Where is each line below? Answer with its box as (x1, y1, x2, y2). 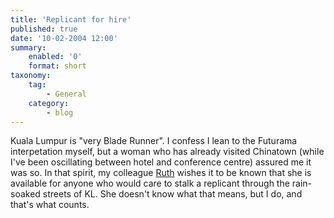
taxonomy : (10, 71, 52, 81)
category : (28, 98, 70, 108)
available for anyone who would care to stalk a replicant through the (10, 177, 290, 190)
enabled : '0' (28, 52, 83, 62)
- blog (46, 107, 74, 118)
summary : (10, 42, 47, 53)
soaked (10, 188, 41, 200)
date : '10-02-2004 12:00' (10, 33, 118, 43)
